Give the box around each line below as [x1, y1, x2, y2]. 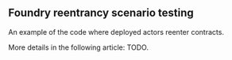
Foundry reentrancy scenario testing [8, 6, 194, 20]
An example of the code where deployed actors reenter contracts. [8, 27, 225, 36]
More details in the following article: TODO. [8, 43, 149, 52]
